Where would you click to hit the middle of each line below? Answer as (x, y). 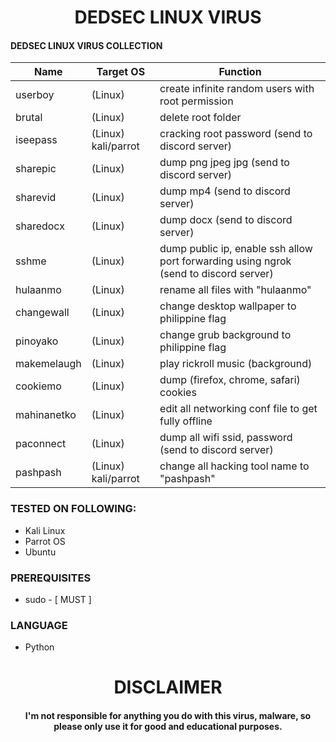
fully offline (186, 421)
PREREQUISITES (51, 578)
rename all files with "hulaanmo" (235, 290)
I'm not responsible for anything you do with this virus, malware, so (168, 716)
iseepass (36, 140)
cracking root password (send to (236, 134)
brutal (29, 118)
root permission (196, 101)
